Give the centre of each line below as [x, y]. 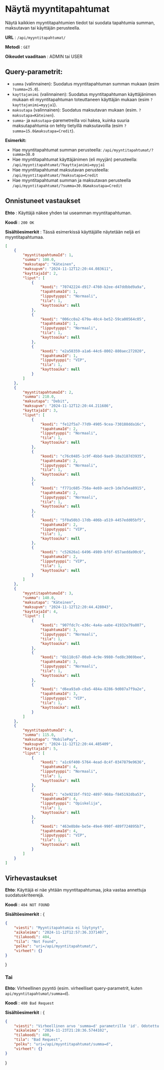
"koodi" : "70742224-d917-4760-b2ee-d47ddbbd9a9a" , [93, 287]
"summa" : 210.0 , [39, 397]
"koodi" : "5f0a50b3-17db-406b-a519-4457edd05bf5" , [93, 520]
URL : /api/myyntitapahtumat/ [35, 37]
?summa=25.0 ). [26, 89]
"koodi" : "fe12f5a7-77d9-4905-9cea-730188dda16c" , [93, 424]
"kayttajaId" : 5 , [40, 749]
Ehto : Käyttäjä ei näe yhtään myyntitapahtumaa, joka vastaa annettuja [76, 890]
